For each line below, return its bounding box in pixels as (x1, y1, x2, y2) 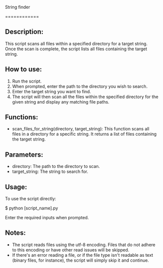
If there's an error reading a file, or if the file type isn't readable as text (12, 252, 153, 258)
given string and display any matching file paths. (12, 99, 109, 104)
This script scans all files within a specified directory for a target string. (5, 41, 148, 46)
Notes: (5, 229, 26, 237)
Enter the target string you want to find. (12, 88, 91, 94)
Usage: (5, 183, 28, 191)
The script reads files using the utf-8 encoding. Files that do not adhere (12, 242, 156, 247)
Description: (5, 28, 44, 36)
